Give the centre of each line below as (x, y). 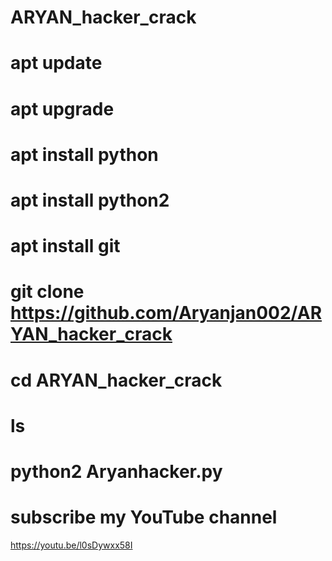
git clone (47, 292)
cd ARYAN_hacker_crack (116, 380)
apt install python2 (90, 200)
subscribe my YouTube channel (144, 517)
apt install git (65, 246)
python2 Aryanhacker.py (116, 471)
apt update (56, 63)
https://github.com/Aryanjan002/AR (166, 313)
